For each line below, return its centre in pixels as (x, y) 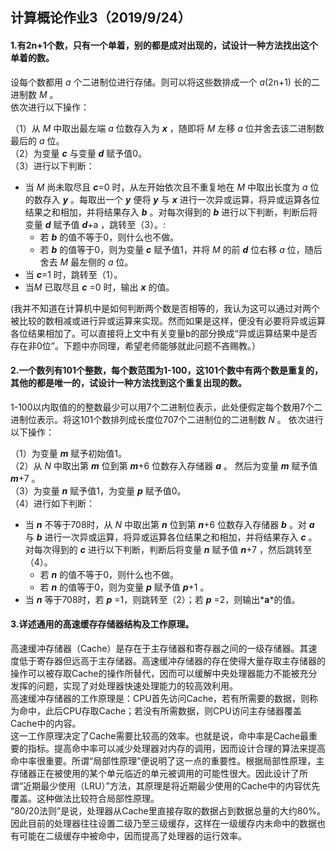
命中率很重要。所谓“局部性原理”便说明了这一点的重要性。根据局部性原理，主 (167, 761)
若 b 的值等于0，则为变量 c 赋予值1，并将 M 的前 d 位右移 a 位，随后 (181, 249)
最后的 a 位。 (37, 140)
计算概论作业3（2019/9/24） (101, 18)
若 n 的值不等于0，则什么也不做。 (109, 574)
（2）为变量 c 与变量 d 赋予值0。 (79, 153)
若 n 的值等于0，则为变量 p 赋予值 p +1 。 (124, 587)
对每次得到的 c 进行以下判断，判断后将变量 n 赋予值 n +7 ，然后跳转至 (168, 549)
